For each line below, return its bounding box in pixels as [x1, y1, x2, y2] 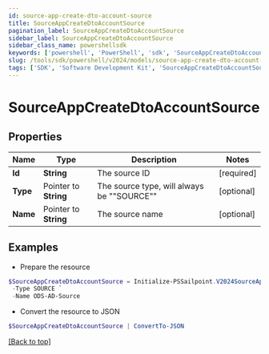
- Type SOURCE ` [11, 285, 62, 293]
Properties [8, 130, 62, 144]
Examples [8, 241, 58, 255]
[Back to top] [8, 337, 51, 347]
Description [130, 154, 178, 165]
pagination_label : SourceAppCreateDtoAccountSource [8, 26, 184, 34]
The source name [97, 208, 163, 219]
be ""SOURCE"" [97, 190, 158, 201]
